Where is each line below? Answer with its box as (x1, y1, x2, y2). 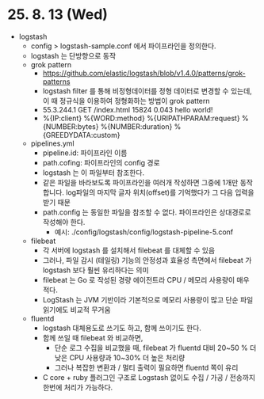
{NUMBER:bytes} (42, 121, 99, 131)
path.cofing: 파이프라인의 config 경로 (42, 158, 160, 167)
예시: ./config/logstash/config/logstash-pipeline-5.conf (54, 227, 234, 237)
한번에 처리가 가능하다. (42, 382, 113, 392)
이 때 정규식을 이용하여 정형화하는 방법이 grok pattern (42, 96, 211, 105)
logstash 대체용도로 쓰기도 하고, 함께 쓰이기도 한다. (42, 323, 201, 332)
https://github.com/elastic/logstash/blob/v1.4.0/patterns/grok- (42, 68, 247, 78)
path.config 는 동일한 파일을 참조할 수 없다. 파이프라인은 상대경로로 (42, 207, 251, 217)
